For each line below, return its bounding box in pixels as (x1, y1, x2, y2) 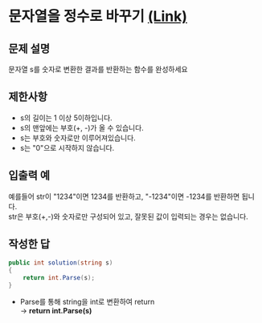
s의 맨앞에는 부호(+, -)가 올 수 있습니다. (19, 123, 145, 132)
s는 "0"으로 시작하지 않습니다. (19, 143, 115, 152)
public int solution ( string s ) (8, 259, 113, 267)
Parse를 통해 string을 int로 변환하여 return (19, 297, 155, 306)
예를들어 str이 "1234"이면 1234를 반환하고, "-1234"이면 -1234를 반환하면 (8, 192, 240, 201)
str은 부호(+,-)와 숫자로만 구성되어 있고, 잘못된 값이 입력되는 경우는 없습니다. (8, 212, 249, 221)
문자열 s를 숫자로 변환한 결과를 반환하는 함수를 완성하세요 (8, 65, 188, 74)
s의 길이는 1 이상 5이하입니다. (19, 113, 113, 123)
